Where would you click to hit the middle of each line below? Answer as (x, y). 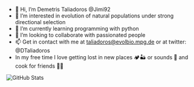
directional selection (40, 22)
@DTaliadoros (32, 50)
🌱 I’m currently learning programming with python (77, 28)
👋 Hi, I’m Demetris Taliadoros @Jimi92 (63, 9)
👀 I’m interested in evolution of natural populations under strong (94, 16)
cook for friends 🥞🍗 (39, 66)
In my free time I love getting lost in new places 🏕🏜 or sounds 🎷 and (102, 57)
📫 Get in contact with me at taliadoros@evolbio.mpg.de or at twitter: (100, 42)
